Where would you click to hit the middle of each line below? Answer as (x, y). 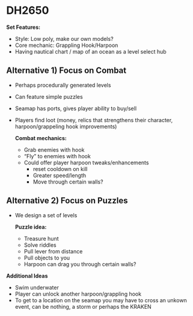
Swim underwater (37, 287)
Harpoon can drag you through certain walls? (80, 264)
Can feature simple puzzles (49, 96)
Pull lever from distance (53, 251)
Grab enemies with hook (54, 150)
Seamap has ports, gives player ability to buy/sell (76, 108)
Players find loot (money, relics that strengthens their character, (94, 120)
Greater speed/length (60, 175)
